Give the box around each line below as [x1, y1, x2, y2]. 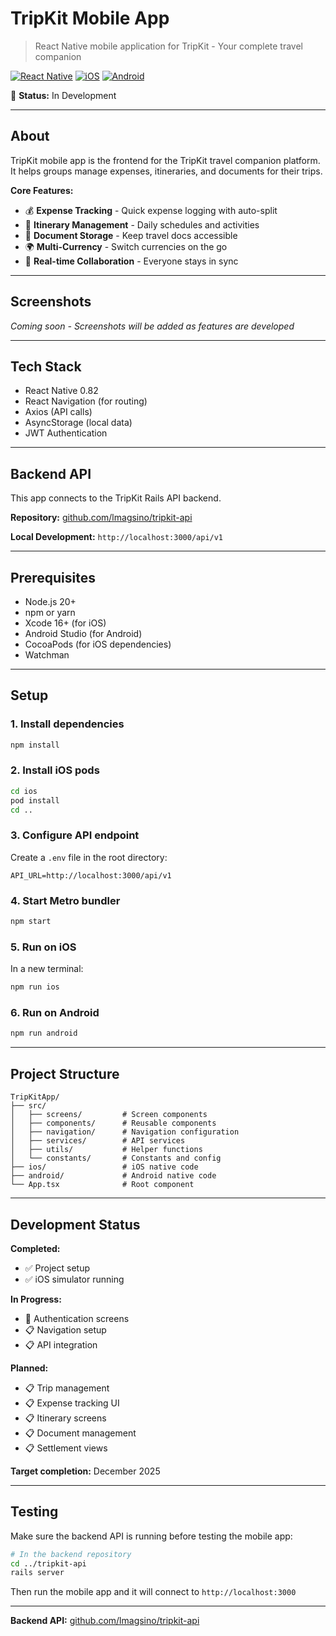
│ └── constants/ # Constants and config [10, 1153, 222, 1164]
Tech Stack [10, 358, 82, 375]
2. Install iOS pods [10, 763, 100, 777]
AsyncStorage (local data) [24, 417, 133, 429]
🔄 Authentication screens [24, 1312, 130, 1324]
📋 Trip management [24, 1382, 110, 1394]
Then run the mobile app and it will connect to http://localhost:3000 [10, 1586, 297, 1598]
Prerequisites [10, 569, 96, 586]
